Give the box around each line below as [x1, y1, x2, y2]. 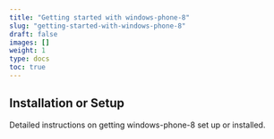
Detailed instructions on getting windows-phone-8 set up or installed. [9, 119, 266, 130]
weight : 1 [9, 46, 47, 55]
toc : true [9, 63, 47, 72]
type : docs [9, 54, 50, 63]
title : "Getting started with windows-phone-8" [9, 12, 191, 22]
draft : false [9, 29, 58, 38]
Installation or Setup [9, 95, 125, 111]
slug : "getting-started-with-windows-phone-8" [9, 21, 186, 30]
